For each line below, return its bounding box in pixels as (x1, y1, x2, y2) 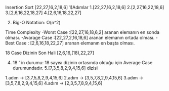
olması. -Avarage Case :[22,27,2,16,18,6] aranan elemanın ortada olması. (5, 35, 155, 40)
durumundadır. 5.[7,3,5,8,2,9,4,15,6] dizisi (12, 65, 98, 71)
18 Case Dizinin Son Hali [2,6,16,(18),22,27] (5, 50, 95, 56)
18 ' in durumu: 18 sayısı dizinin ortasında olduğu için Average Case (12, 60, 153, 65)
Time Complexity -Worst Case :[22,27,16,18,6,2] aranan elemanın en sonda (5, 29, 160, 35)
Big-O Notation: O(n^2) (12, 20, 61, 25)
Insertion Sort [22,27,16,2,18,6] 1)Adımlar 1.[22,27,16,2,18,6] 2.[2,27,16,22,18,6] (5, 5, 164, 10)
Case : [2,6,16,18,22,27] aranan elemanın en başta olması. (16, 40, 135, 46)
